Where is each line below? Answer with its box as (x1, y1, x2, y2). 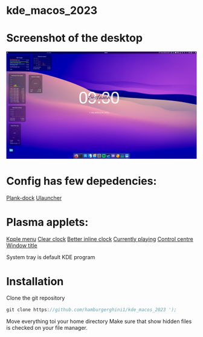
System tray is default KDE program (6, 253, 95, 260)
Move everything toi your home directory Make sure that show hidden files (6, 318, 192, 325)
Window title (6, 242, 37, 249)
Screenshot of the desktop (6, 31, 143, 45)
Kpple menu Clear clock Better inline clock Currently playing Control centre (6, 235, 193, 242)
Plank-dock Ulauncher (6, 194, 62, 201)
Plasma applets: (6, 215, 89, 229)
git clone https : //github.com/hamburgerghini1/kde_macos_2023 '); (6, 307, 177, 313)
